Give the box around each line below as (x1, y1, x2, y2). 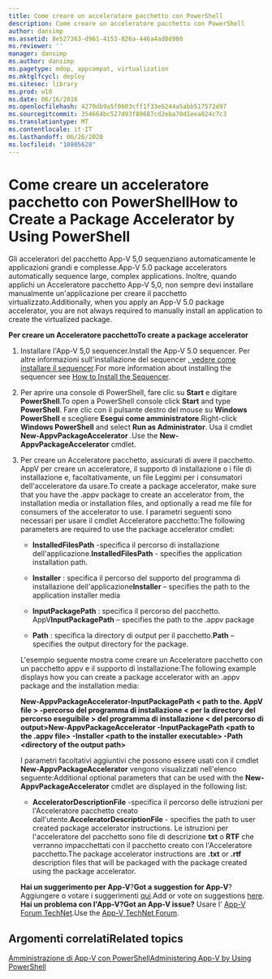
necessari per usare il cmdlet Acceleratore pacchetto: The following (19, 516, 245, 525)
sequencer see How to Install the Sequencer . (19, 372, 171, 382)
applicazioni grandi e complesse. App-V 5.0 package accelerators (8, 263, 227, 272)
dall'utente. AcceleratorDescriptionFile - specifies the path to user (32, 815, 256, 825)
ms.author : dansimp (8, 58, 75, 66)
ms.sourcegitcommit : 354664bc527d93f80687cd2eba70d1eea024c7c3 (8, 111, 227, 119)
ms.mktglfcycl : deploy (8, 72, 85, 80)
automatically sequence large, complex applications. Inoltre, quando (8, 272, 237, 281)
